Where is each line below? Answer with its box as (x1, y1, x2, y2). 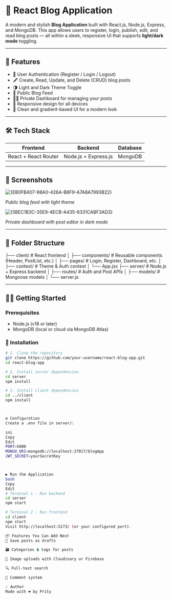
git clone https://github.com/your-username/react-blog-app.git (5, 356, 145, 361)
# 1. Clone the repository (5, 350, 63, 356)
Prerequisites (5, 309, 39, 316)
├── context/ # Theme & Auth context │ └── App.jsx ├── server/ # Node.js (5, 263, 166, 270)
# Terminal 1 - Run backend (5, 491, 66, 496)
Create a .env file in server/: (5, 420, 74, 426)
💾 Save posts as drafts (5, 538, 56, 543)
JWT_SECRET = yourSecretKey (5, 453, 60, 459)
